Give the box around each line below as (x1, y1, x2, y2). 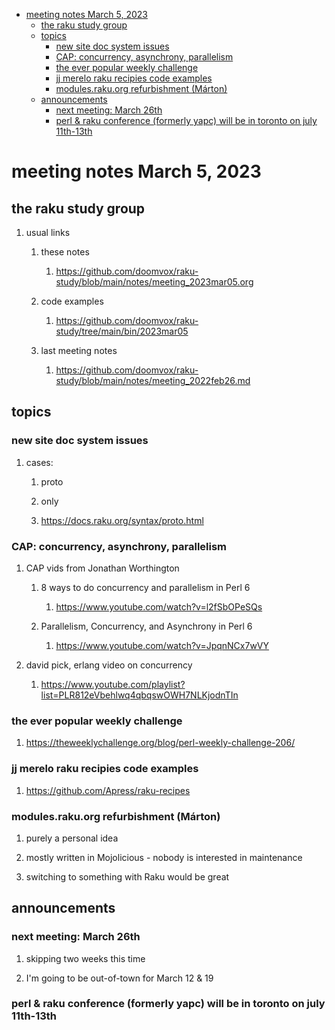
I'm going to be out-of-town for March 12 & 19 (25, 972, 214, 984)
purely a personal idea (25, 832, 119, 844)
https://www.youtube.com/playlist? (40, 678, 186, 690)
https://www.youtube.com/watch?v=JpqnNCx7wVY (55, 639, 270, 651)
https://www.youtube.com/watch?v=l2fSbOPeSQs (55, 600, 263, 613)
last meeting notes (40, 345, 118, 356)
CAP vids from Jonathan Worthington (25, 562, 180, 574)
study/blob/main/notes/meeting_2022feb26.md (55, 375, 251, 386)
